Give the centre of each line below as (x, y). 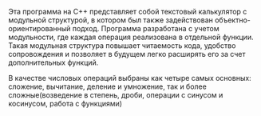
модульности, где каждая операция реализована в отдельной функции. (131, 37)
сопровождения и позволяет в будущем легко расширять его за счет (127, 54)
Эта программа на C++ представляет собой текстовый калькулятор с (128, 12)
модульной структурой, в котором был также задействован (111, 20)
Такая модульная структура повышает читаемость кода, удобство (122, 46)
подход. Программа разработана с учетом (146, 28)
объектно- (233, 20)
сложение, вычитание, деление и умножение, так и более (108, 86)
